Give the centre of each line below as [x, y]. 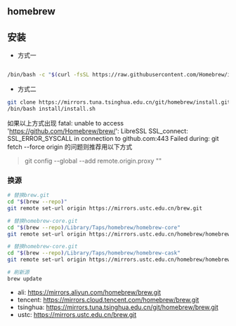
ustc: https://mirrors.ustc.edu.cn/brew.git [77, 314]
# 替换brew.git [28, 196]
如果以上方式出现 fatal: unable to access [66, 123]
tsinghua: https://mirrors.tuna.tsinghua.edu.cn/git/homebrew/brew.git [118, 307]
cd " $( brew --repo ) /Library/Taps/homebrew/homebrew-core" [94, 227]
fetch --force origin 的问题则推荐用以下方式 [70, 147]
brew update [25, 279]
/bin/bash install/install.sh [52, 109]
